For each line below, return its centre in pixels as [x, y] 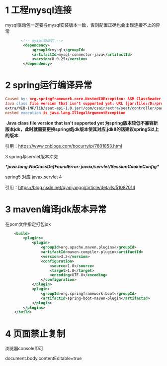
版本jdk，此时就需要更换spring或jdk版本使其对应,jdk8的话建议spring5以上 [82, 129]
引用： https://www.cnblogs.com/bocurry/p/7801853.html [64, 146]
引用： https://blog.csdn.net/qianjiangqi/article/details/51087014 [70, 187]
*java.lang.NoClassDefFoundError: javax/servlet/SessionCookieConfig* [82, 166]
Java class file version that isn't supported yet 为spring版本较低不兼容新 [82, 123]
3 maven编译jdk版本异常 [56, 209]
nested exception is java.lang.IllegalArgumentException [65, 113]
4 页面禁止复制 [35, 334]
